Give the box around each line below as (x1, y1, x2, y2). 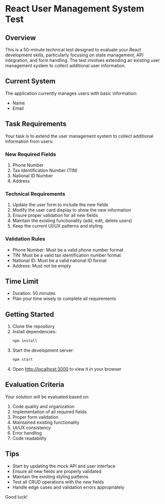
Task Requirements (5, 120, 67, 128)
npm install (12, 338, 37, 343)
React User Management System (5, 3, 145, 14)
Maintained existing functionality (12, 419, 80, 425)
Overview (5, 33, 36, 42)
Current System (5, 77, 56, 85)
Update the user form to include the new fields (12, 202, 109, 208)
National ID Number (12, 173, 53, 179)
